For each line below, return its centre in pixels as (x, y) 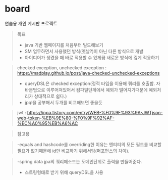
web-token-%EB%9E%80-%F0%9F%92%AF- (66, 118)
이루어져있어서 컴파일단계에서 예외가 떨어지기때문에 (97, 89)
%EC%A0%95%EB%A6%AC (47, 123)
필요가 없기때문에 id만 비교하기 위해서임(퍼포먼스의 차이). (73, 151)
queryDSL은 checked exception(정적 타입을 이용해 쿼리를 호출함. (90, 83)
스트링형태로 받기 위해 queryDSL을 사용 (64, 172)
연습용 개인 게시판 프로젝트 (31, 23)
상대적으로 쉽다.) (50, 96)
